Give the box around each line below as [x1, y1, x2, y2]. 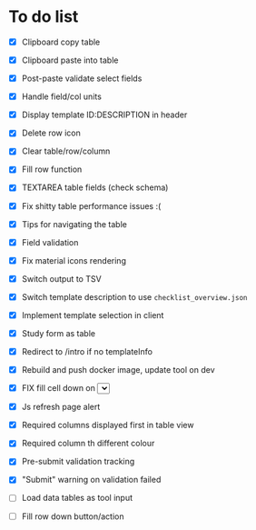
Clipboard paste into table [21, 55, 119, 65]
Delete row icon [21, 127, 81, 138]
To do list [8, 6, 79, 27]
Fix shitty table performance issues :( [21, 200, 162, 211]
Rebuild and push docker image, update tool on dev [21, 365, 215, 375]
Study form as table [21, 327, 96, 338]
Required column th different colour [21, 438, 155, 449]
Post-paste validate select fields [21, 73, 143, 84]
